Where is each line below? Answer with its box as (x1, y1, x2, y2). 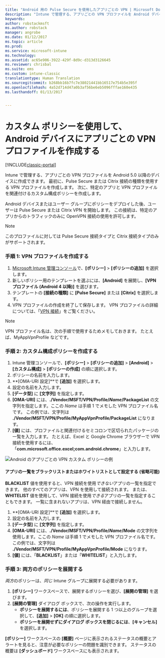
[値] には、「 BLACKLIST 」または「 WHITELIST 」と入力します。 (12, 552, 139, 558)
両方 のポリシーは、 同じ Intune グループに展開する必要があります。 (5, 578, 140, 584)
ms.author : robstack (5, 26, 48, 30)
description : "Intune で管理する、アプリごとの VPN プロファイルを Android (5, 12, 150, 17)
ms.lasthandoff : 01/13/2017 (5, 90, 63, 94)
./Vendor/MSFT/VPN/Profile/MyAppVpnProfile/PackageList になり (12, 415, 151, 421)
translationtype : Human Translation (5, 76, 80, 81)
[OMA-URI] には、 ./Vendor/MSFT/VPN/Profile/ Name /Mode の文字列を (12, 528, 158, 534)
